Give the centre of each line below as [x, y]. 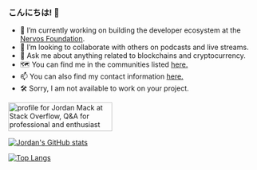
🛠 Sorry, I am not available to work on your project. [104, 88]
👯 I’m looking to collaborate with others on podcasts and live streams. [134, 47]
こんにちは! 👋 [34, 12]
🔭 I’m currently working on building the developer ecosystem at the [130, 30]
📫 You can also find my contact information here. [101, 76]
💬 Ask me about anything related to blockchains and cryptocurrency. [132, 56]
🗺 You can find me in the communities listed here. [104, 64]
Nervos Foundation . [52, 39]
